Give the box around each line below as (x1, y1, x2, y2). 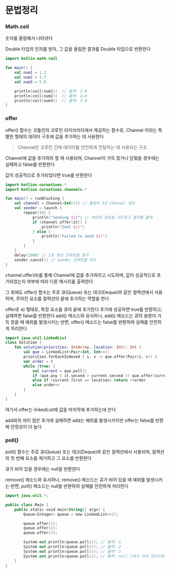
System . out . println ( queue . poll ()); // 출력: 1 (23, 540, 121, 545)
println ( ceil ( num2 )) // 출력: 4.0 (14, 93, 88, 98)
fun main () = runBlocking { (5, 196, 65, 201)
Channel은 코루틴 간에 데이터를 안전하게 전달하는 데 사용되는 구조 (17, 144, 147, 150)
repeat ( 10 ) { (23, 210, 51, 216)
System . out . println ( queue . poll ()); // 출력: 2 (23, 544, 121, 550)
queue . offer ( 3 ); (23, 530, 58, 535)
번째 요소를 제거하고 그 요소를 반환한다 (16, 455, 92, 461)
